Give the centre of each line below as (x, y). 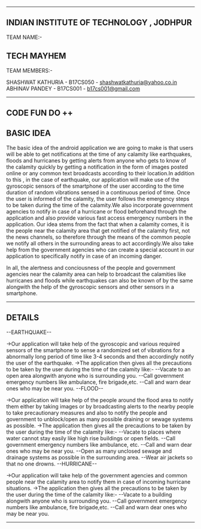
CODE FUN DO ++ (40, 113)
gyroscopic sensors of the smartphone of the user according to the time (95, 186)
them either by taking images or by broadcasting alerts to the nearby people (100, 406)
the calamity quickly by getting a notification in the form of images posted (97, 167)
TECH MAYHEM (36, 56)
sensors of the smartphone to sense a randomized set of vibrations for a (95, 350)
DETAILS (23, 318)
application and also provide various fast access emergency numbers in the (100, 218)
